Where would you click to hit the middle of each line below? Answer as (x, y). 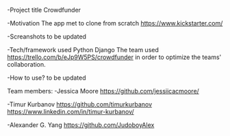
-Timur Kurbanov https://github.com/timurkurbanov (80, 104)
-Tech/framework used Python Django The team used (83, 50)
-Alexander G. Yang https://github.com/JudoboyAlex (81, 125)
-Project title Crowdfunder (44, 10)
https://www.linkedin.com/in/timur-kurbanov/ (71, 112)
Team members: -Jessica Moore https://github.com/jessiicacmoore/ (103, 91)
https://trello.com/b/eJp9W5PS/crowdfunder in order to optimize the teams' (114, 57)
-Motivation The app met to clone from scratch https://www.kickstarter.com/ (115, 23)
